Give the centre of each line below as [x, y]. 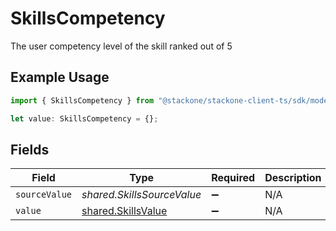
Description [293, 178]
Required [233, 178]
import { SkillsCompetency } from [82, 100]
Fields [30, 149]
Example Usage [60, 77]
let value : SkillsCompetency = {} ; [84, 118]
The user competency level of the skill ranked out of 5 [121, 46]
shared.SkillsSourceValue [141, 195]
